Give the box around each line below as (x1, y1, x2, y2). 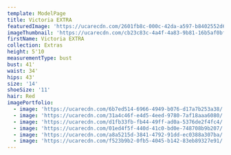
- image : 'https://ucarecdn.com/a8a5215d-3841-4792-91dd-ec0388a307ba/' (13, 131, 226, 138)
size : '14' (7, 80, 38, 87)
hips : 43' (7, 73, 36, 81)
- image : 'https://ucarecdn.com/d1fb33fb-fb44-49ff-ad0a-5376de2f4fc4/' (13, 118, 226, 126)
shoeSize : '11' (7, 86, 51, 93)
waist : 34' (7, 67, 38, 74)
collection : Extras (7, 42, 63, 49)
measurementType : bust (7, 55, 72, 62)
